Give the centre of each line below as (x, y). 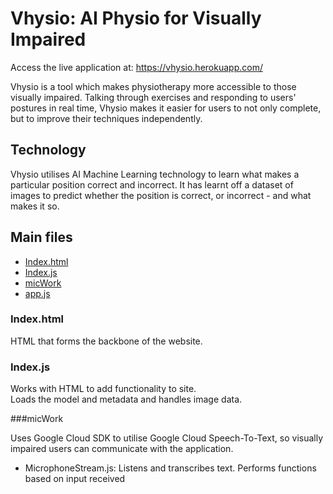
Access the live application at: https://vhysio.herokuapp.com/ (136, 67)
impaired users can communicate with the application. (122, 449)
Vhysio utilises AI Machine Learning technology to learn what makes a (155, 174)
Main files (41, 237)
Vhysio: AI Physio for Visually (136, 18)
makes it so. (35, 206)
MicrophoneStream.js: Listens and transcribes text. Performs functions (170, 468)
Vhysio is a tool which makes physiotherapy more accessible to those (153, 86)
